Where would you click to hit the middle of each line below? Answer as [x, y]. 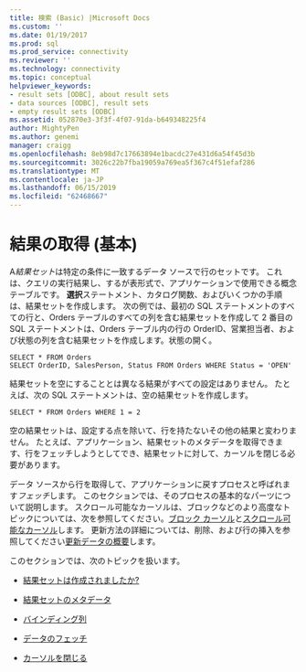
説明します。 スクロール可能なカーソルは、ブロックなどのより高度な [154, 507]
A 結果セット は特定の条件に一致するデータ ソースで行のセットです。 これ [146, 272]
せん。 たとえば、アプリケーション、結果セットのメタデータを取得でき [142, 442]
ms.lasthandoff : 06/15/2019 [63, 188]
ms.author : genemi [44, 137]
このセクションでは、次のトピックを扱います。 [97, 560]
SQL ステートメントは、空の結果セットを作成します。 [153, 395]
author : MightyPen [44, 129]
